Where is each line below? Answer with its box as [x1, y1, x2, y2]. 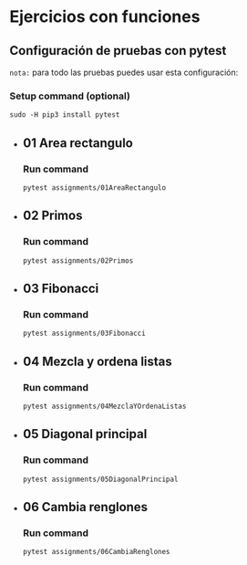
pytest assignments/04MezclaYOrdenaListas [22, 402, 187, 412]
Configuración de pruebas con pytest [9, 43, 227, 58]
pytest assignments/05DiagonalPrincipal [22, 475, 179, 484]
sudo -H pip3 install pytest [9, 110, 120, 120]
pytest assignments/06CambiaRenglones [22, 548, 170, 557]
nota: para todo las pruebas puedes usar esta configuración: [9, 67, 239, 78]
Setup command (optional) [9, 89, 130, 102]
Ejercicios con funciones [9, 6, 201, 27]
